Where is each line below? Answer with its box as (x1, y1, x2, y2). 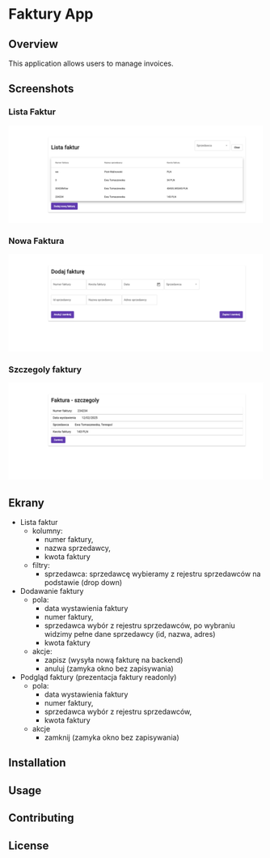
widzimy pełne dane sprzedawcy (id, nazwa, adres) (44, 629, 216, 638)
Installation (8, 756, 66, 770)
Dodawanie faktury (19, 586, 84, 595)
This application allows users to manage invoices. (8, 58, 174, 68)
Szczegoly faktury (8, 364, 82, 375)
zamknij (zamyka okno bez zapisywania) (44, 732, 179, 742)
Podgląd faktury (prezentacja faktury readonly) (19, 672, 177, 681)
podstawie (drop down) (44, 577, 123, 587)
